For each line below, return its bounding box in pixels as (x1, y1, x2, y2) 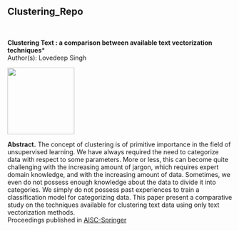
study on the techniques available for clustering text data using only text (7, 200, 220, 209)
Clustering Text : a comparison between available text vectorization (7, 38, 213, 47)
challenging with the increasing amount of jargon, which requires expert (7, 163, 219, 171)
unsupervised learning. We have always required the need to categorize (7, 147, 219, 156)
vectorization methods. (7, 208, 76, 216)
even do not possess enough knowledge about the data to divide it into (7, 178, 216, 186)
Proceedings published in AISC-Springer (7, 215, 127, 224)
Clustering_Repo (7, 6, 83, 18)
